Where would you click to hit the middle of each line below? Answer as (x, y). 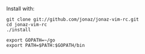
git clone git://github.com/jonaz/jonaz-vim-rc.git (72, 20)
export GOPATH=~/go (31, 40)
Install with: (21, 9)
